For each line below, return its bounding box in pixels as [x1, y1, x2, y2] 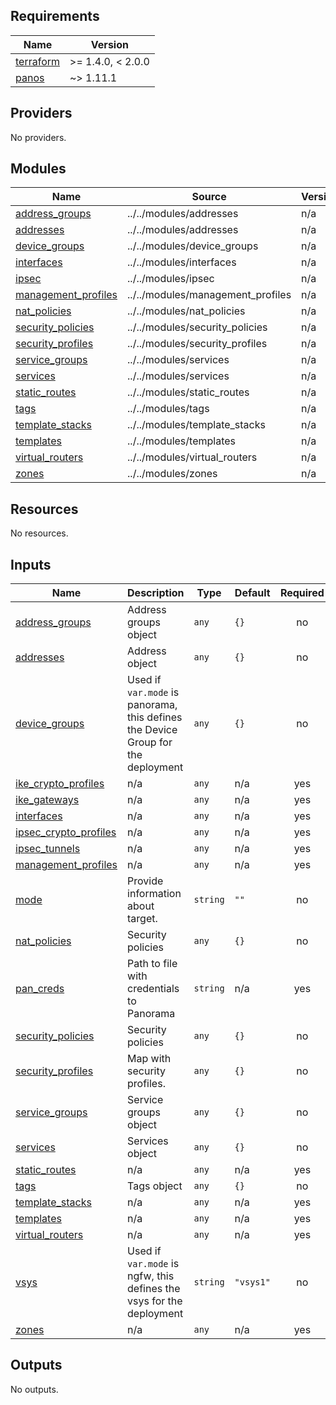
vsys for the [127, 1294, 183, 1308]
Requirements [10, 8, 100, 25]
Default [234, 586, 271, 600]
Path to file [127, 957, 178, 971]
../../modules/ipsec [127, 272, 215, 286]
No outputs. [10, 1383, 59, 1395]
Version [90, 37, 129, 51]
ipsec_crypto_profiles [15, 825, 117, 839]
